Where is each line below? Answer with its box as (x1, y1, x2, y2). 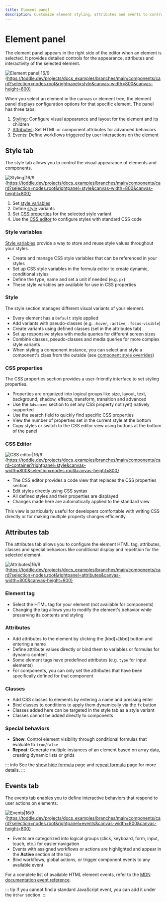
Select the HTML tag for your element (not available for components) (12, 601, 154, 607)
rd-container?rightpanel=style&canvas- (5, 462, 86, 468)
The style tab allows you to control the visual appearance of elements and (5, 160, 157, 166)
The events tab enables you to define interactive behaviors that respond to (5, 795, 158, 801)
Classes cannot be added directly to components (12, 712, 113, 719)
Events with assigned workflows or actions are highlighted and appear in (12, 846, 162, 852)
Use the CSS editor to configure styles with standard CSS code (12, 216, 142, 222)
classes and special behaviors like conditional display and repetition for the (5, 547, 159, 553)
